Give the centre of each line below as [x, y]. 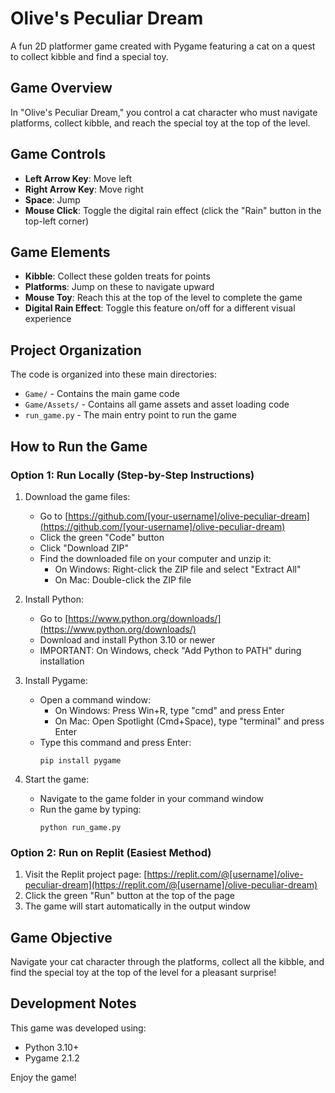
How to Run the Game [79, 446]
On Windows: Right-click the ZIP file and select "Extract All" [178, 569]
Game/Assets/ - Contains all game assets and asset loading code [157, 404]
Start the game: [57, 779]
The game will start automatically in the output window [137, 906]
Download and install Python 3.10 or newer [127, 639]
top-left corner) [57, 221]
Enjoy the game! [43, 1077]
